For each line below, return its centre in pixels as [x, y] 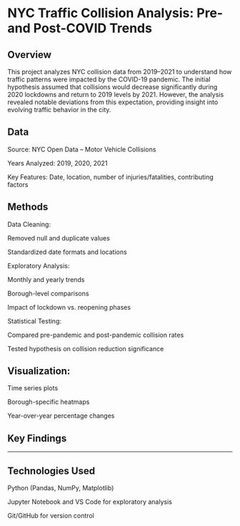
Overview [30, 55]
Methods [28, 207]
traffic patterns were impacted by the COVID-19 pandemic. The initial [109, 79]
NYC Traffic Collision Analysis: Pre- [115, 13]
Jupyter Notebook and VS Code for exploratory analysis [90, 502]
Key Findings [37, 438]
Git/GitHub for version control [51, 516]
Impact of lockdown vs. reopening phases [69, 307]
